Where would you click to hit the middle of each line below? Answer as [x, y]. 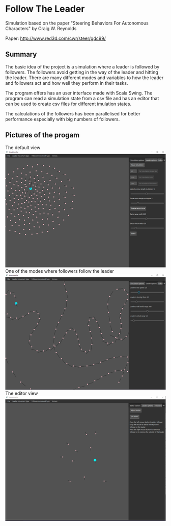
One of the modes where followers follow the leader [60, 271]
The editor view [22, 393]
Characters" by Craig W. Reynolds [41, 28]
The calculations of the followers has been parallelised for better [73, 113]
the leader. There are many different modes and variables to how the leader [84, 78]
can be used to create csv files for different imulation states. [68, 104]
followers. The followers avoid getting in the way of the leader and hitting [82, 72]
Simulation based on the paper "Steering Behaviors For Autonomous [77, 23]
